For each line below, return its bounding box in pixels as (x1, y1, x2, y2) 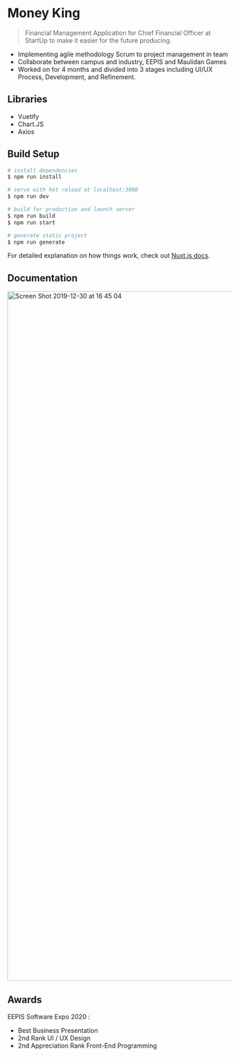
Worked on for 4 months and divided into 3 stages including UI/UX (17, 65, 213, 73)
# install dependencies (7, 167, 78, 174)
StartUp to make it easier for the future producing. (24, 36, 172, 44)
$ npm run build (7, 212, 55, 219)
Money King (7, 5, 80, 21)
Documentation (7, 272, 78, 284)
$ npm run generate (7, 239, 65, 246)
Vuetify (17, 112, 39, 120)
